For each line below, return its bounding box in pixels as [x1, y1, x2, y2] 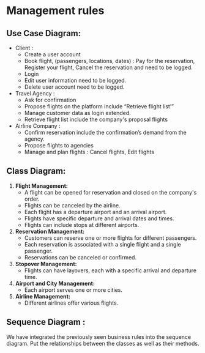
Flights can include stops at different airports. [24, 221, 140, 228]
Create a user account [24, 51, 81, 58]
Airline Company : [15, 122, 61, 129]
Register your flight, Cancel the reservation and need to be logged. [24, 64, 193, 71]
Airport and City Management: [15, 280, 95, 287]
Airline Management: [15, 292, 70, 300]
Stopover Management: [15, 260, 78, 267]
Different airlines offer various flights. [24, 299, 119, 307]
